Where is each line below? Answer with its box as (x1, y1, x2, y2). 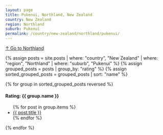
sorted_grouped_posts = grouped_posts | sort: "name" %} (5, 71, 128, 77)
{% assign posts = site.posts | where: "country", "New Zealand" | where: (5, 55, 158, 61)
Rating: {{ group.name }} (5, 93, 59, 99)
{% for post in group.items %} (12, 104, 76, 110)
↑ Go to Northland (5, 45, 44, 51)
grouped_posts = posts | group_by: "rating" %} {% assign (5, 66, 127, 72)
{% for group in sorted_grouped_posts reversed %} (5, 81, 113, 87)
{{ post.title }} (12, 110, 42, 116)
